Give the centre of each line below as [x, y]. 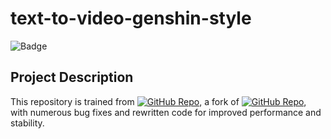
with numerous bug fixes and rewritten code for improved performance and [166, 112]
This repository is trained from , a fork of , [158, 101]
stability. [27, 123]
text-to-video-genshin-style [131, 18]
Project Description [72, 77]
